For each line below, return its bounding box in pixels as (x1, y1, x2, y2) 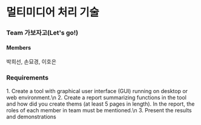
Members (6, 43, 31, 51)
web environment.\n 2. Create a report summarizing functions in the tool (6, 94, 186, 101)
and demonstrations (6, 113, 56, 120)
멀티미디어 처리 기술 (6, 5, 100, 19)
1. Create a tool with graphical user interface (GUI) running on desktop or (6, 87, 188, 94)
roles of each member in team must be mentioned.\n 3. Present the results (6, 106, 192, 114)
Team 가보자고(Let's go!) (6, 28, 79, 37)
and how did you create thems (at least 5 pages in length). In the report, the (6, 100, 195, 107)
